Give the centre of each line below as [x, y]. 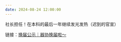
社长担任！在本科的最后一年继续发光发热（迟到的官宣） [62, 24]
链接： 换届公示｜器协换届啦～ [36, 34]
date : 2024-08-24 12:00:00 [33, 10]
